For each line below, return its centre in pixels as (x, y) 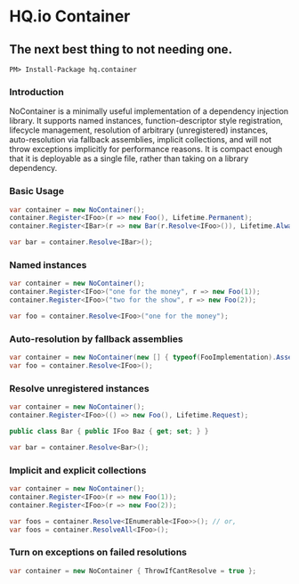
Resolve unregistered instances (79, 388)
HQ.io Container (70, 16)
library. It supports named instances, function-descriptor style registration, (146, 121)
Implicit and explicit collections (78, 470)
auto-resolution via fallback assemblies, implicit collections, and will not (141, 140)
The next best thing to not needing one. (121, 49)
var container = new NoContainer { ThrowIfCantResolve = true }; (133, 571)
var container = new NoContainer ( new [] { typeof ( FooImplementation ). (143, 358)
